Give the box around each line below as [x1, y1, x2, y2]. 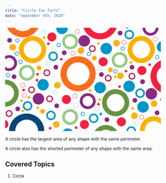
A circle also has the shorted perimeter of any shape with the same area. [5, 146, 153, 151]
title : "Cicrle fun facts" [5, 8, 61, 13]
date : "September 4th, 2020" [5, 13, 65, 18]
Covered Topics [5, 160, 55, 168]
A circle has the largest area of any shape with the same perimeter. [5, 136, 142, 142]
